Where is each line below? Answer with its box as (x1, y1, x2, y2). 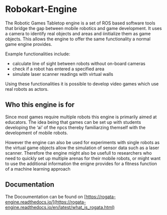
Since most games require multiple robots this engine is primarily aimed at (5, 114, 157, 120)
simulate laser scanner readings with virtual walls (12, 71, 113, 77)
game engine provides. (5, 41, 52, 47)
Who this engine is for (5, 101, 75, 109)
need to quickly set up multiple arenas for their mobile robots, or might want (5, 155, 161, 161)
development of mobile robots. (5, 130, 68, 136)
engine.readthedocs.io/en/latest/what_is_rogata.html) (5, 204, 115, 210)
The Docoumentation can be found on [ (5, 194, 86, 200)
